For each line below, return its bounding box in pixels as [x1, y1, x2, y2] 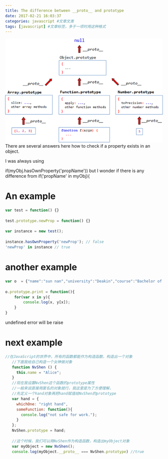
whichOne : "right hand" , [16, 401, 68, 406]
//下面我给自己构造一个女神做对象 [11, 359, 72, 364]
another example [5, 262, 77, 273]
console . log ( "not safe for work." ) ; [20, 412, 97, 417]
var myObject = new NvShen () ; [11, 443, 75, 449]
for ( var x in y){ [14, 294, 50, 300]
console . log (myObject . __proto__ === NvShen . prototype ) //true [11, 449, 144, 454]
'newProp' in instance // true [5, 245, 70, 250]
